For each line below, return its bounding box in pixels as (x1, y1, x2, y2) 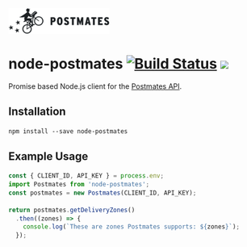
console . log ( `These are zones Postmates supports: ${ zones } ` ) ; (23, 223, 241, 231)
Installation (8, 104, 66, 118)
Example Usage (8, 149, 89, 163)
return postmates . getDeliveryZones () (8, 206, 136, 214)
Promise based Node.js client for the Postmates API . (8, 81, 182, 91)
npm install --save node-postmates (8, 128, 128, 136)
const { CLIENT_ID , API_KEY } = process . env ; (8, 172, 164, 180)
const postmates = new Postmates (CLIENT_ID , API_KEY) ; (8, 189, 197, 197)
